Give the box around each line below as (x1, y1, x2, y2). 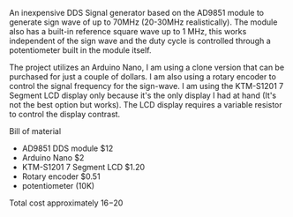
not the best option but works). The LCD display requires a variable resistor (9, 100, 282, 109)
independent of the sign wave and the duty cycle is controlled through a (9, 35, 271, 46)
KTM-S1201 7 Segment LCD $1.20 (21, 162, 146, 172)
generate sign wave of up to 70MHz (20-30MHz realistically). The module (9, 17, 278, 27)
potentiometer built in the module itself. (9, 45, 152, 56)
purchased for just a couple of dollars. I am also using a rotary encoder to (9, 71, 276, 82)
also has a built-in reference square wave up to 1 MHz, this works (9, 26, 247, 36)
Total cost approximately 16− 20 (9, 198, 124, 208)
